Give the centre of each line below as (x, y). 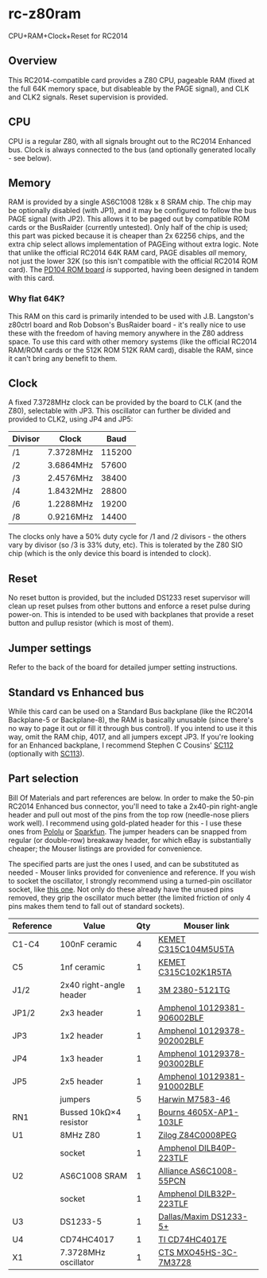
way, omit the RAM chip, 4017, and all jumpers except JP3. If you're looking (131, 736)
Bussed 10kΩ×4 (90, 1112)
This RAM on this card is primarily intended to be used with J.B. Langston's (131, 316)
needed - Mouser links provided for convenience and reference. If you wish (132, 872)
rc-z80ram (45, 14)
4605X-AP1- (213, 1112)
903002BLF (181, 1063)
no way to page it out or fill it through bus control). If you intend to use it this (133, 728)
